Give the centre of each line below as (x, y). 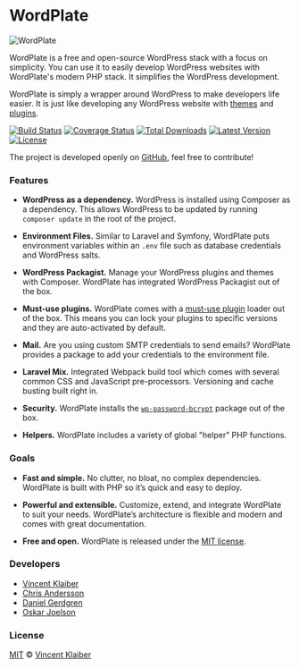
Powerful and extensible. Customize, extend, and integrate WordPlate (152, 504)
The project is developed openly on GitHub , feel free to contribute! (132, 156)
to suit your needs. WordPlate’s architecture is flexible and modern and (152, 514)
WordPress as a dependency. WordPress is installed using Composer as (156, 200)
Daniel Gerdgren (52, 602)
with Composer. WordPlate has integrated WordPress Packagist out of (151, 282)
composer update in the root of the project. (99, 219)
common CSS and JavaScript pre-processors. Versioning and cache (148, 382)
